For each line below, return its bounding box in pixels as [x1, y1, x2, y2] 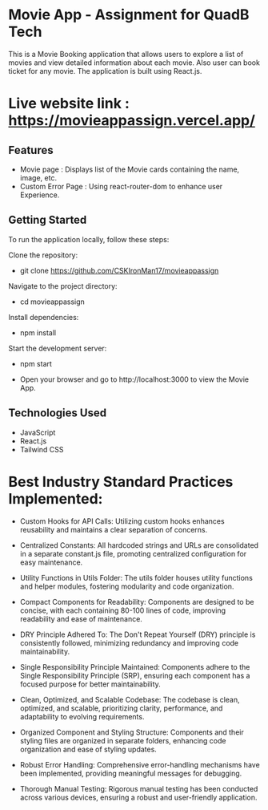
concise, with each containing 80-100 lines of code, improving [19, 605, 226, 615]
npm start [19, 358, 52, 368]
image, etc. [19, 172, 58, 182]
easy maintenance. [19, 557, 83, 567]
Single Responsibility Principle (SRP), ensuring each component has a [19, 670, 250, 680]
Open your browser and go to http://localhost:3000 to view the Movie [19, 375, 250, 384]
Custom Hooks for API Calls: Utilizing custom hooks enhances [19, 516, 226, 526]
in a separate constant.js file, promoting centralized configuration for [19, 549, 247, 558]
